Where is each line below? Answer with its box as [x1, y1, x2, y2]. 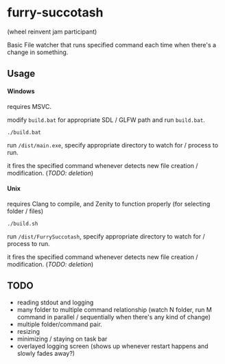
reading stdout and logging [16, 298, 94, 306]
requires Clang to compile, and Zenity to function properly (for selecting [7, 199, 211, 208]
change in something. [7, 48, 69, 56]
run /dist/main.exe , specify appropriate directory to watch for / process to [7, 141, 218, 149]
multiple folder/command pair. [16, 320, 103, 328]
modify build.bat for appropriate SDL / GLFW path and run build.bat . [7, 115, 206, 124]
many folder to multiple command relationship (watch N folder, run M [16, 305, 213, 313]
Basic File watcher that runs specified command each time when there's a [7, 40, 217, 49]
